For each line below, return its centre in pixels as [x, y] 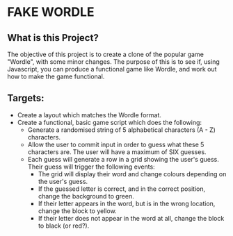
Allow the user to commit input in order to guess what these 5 [116, 144]
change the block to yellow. [77, 211]
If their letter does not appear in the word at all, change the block [131, 218]
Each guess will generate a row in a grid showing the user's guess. [123, 159]
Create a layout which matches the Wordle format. [89, 115]
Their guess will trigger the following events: [91, 167]
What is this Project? [53, 38]
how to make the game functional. [56, 76]
